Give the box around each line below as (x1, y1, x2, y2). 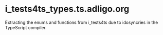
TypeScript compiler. (5, 24, 47, 30)
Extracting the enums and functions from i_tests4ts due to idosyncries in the (5, 19, 158, 25)
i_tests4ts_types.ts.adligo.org (5, 3, 130, 15)
